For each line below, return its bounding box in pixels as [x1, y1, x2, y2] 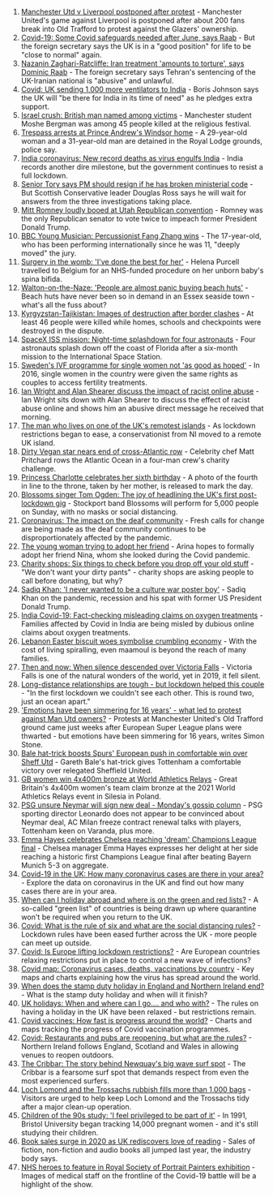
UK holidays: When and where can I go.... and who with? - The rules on [20, 998, 258, 1008]
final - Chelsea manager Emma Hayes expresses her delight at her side [20, 843, 258, 853]
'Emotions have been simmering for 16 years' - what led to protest [20, 705, 241, 715]
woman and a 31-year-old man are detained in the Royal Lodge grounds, [20, 136, 262, 145]
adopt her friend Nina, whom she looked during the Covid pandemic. [20, 550, 250, 559]
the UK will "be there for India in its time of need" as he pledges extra [20, 93, 253, 102]
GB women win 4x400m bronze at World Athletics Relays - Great [20, 774, 238, 784]
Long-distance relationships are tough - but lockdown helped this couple [20, 679, 265, 689]
